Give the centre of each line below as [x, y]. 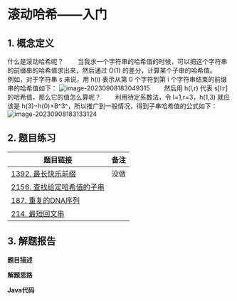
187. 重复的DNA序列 [46, 200]
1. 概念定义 [31, 43]
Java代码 [21, 290]
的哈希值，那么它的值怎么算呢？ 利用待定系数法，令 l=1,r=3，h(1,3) [111, 97]
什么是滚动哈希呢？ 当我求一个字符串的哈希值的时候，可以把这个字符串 [117, 62]
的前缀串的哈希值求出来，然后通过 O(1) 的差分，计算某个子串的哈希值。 [112, 70]
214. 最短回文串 [38, 213]
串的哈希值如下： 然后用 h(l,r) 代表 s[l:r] [118, 88]
